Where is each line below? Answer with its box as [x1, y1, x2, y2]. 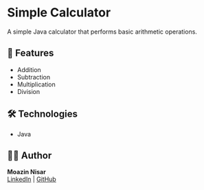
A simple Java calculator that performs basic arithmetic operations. [7, 27, 198, 36]
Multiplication [16, 80, 56, 88]
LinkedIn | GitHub [7, 175, 56, 183]
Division [16, 87, 40, 95]
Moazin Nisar [7, 168, 46, 176]
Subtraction [16, 73, 50, 81]
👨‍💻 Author [7, 150, 52, 161]
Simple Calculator [7, 5, 111, 21]
